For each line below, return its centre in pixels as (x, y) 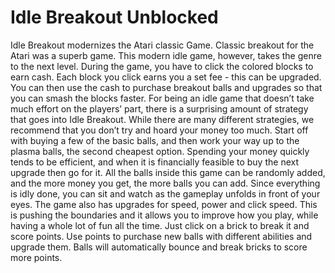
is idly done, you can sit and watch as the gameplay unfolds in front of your (165, 193)
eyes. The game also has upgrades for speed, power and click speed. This (164, 204)
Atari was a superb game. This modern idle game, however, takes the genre (166, 55)
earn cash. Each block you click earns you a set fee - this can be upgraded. (166, 77)
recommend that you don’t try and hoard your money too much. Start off (159, 130)
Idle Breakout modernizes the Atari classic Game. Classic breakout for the (162, 45)
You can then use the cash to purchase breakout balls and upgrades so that (166, 87)
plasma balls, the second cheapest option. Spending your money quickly (160, 151)
